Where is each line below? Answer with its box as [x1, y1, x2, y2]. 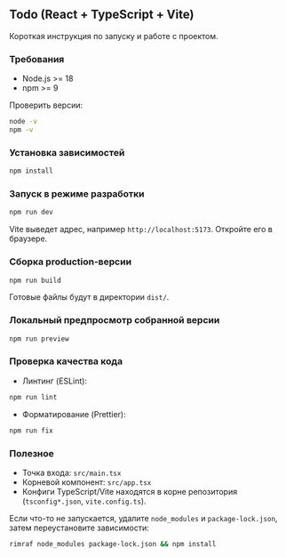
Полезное [9, 447, 55, 459]
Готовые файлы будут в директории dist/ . [9, 292, 170, 303]
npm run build [9, 276, 62, 285]
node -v [9, 117, 38, 126]
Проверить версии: [9, 100, 83, 110]
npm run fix [9, 426, 53, 435]
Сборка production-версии [9, 255, 131, 268]
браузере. [9, 233, 48, 244]
